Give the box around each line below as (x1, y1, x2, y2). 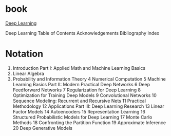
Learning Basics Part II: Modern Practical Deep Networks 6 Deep (12, 81, 150, 87)
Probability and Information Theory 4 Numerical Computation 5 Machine (12, 75, 166, 82)
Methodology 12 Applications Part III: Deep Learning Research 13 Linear (12, 103, 164, 109)
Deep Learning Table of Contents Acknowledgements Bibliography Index (5, 30, 160, 36)
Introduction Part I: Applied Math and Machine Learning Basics (12, 65, 145, 71)
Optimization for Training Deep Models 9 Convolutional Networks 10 (12, 92, 157, 98)
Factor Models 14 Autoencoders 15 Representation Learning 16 (12, 108, 145, 114)
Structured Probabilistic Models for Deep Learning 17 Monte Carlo (12, 114, 153, 120)
